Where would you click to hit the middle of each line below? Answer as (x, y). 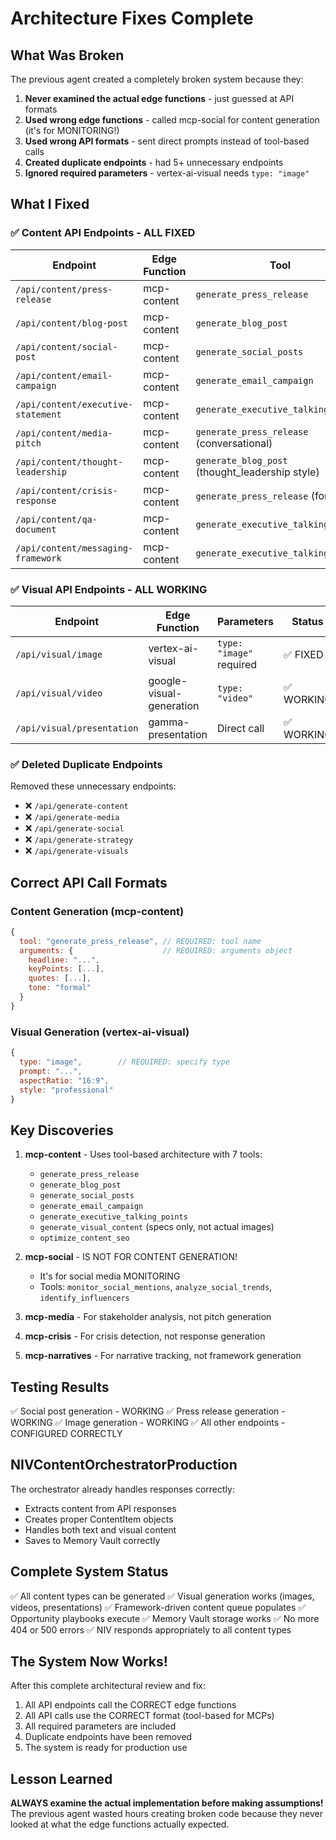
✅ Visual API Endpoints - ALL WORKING (109, 589)
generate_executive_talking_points (113, 1217)
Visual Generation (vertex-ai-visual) (100, 1032)
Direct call (240, 728)
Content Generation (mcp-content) (97, 911)
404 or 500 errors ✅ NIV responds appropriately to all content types (151, 1629)
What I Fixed (50, 204)
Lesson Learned (61, 1778)
